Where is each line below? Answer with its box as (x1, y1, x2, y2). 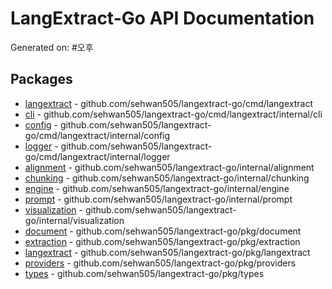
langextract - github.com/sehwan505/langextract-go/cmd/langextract (24, 97, 314, 109)
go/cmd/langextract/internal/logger (24, 150, 171, 162)
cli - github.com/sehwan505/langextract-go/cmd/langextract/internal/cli (24, 108, 323, 120)
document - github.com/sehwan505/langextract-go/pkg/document (24, 225, 302, 237)
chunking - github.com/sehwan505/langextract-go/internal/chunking (24, 172, 310, 184)
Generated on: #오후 (10, 41, 94, 53)
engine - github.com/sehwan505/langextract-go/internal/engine (24, 182, 290, 194)
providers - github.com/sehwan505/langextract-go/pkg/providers (24, 257, 297, 269)
